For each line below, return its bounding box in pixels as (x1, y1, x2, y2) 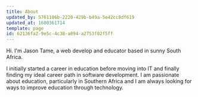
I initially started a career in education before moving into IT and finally (6, 65, 180, 72)
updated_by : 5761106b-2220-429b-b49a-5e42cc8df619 (6, 14, 135, 20)
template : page (6, 25, 44, 32)
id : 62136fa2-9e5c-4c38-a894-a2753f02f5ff (6, 31, 113, 37)
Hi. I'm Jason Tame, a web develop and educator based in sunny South (6, 47, 181, 54)
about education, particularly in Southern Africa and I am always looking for (6, 78, 192, 85)
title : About (6, 8, 39, 15)
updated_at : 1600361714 (6, 20, 66, 26)
